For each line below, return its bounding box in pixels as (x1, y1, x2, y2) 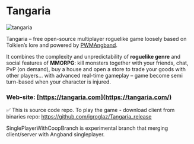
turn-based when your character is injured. (6, 78, 112, 85)
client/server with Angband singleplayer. (6, 131, 105, 138)
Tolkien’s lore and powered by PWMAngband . (6, 41, 117, 49)
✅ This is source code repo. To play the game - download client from (6, 107, 175, 114)
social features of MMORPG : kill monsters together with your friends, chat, (6, 59, 189, 66)
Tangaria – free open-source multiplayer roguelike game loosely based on (6, 35, 187, 42)
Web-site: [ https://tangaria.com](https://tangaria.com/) (6, 93, 172, 101)
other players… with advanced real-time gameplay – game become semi (6, 72, 183, 79)
